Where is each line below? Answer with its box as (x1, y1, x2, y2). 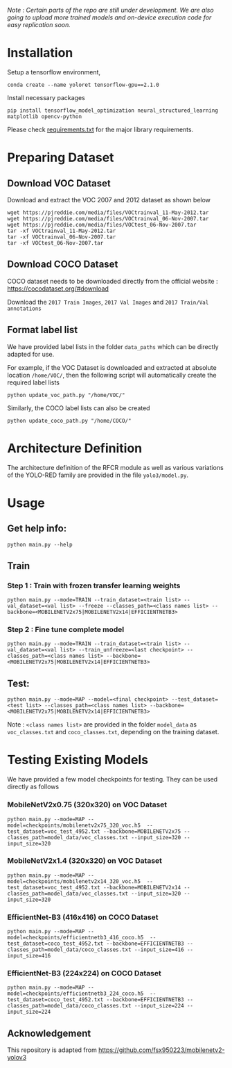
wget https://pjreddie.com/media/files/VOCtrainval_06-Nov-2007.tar (7, 215, 209, 222)
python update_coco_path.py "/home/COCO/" (7, 417, 132, 424)
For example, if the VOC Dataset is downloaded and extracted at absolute (7, 363, 217, 371)
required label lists (7, 378, 60, 387)
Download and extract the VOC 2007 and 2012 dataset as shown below (7, 195, 211, 204)
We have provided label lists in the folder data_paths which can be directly (7, 342, 220, 350)
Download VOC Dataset (7, 177, 111, 189)
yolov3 (7, 1053, 27, 1062)
